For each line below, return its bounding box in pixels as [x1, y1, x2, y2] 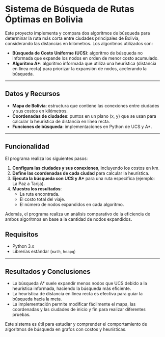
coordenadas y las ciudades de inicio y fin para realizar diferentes [12, 307, 146, 312]
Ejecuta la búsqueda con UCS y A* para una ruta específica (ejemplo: [12, 175, 155, 181]
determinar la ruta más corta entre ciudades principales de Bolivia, [5, 35, 140, 41]
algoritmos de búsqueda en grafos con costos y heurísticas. [5, 326, 127, 332]
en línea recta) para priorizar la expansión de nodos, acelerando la [12, 65, 147, 72]
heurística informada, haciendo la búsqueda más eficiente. [12, 285, 131, 291]
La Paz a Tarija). [12, 181, 45, 186]
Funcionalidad [5, 142, 50, 151]
